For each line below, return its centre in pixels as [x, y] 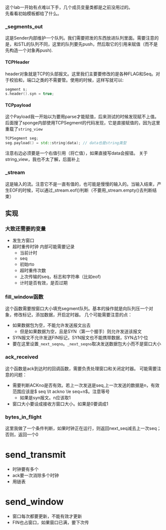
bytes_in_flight [24, 417]
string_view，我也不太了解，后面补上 [43, 159]
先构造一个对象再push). [29, 51]
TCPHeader [17, 62]
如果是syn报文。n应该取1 [45, 397]
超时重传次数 [33, 270]
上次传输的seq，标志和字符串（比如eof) [60, 277]
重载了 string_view [24, 129]
